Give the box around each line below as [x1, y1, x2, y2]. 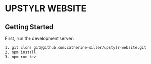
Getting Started [5, 23, 54, 31]
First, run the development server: [5, 35, 74, 41]
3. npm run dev [5, 54, 36, 59]
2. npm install [5, 50, 36, 55]
